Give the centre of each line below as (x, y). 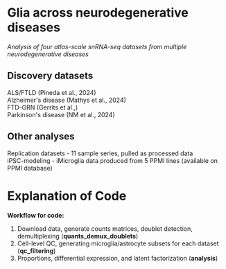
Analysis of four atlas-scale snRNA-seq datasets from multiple (97, 46)
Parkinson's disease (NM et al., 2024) (61, 114)
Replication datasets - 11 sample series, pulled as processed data (100, 153)
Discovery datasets (50, 76)
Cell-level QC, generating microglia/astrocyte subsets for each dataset (118, 243)
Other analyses (41, 137)
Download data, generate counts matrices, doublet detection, (105, 228)
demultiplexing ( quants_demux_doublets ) (78, 236)
